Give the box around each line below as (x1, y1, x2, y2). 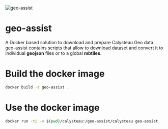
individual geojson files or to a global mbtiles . (5, 50, 102, 56)
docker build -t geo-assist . (5, 84, 70, 90)
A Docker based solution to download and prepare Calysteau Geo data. (5, 39, 155, 45)
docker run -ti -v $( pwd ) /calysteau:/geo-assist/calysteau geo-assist (5, 118, 158, 124)
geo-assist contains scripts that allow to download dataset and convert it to (5, 45, 163, 51)
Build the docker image (5, 68, 105, 80)
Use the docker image (5, 102, 100, 113)
